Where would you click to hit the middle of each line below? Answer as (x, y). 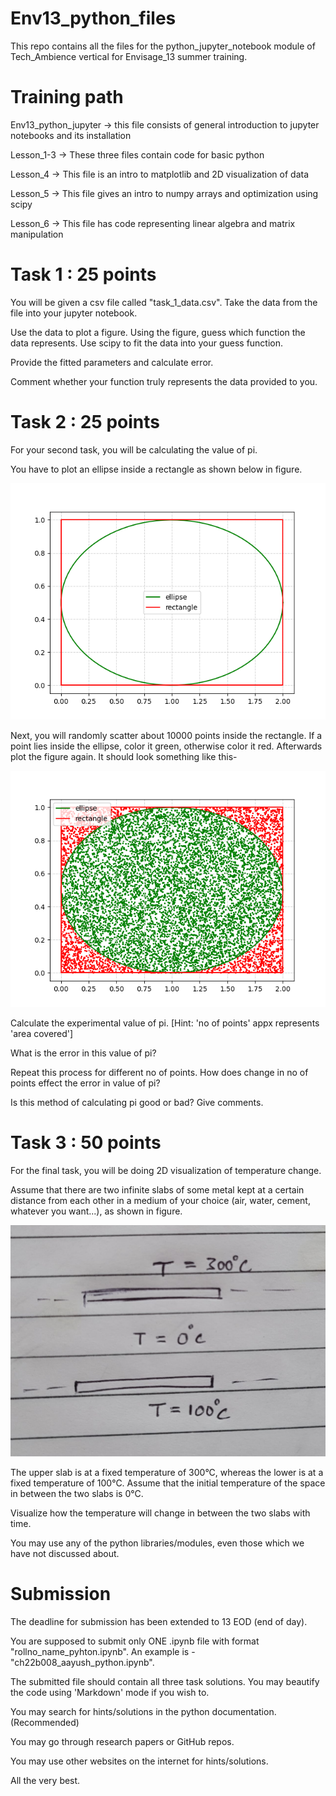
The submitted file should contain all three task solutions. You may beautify (165, 1681)
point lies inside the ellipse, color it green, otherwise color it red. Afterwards (166, 746)
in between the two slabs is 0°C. (77, 1493)
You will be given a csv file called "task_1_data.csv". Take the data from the (164, 302)
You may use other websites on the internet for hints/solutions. (139, 1761)
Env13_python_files (93, 18)
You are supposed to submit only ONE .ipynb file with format (135, 1641)
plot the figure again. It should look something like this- (124, 756)
